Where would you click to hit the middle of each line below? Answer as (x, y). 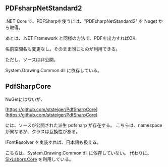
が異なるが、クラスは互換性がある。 (43, 131)
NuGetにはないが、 (25, 99)
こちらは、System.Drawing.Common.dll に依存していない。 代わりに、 (78, 153)
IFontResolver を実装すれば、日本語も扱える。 (53, 142)
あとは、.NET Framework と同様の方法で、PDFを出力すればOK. (71, 38)
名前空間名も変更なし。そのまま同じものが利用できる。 (63, 49)
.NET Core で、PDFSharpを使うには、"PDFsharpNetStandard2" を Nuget (81, 21)
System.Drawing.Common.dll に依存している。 (54, 70)
